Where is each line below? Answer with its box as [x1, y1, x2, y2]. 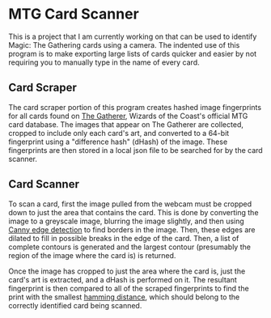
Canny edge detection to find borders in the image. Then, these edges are [8, 224, 256, 235]
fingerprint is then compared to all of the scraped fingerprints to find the [8, 283, 249, 293]
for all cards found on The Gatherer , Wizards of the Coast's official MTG [8, 111, 248, 121]
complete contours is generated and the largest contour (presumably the [8, 242, 251, 252]
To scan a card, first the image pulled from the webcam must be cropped [8, 199, 252, 209]
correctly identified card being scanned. [8, 300, 142, 310]
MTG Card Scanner [8, 5, 139, 23]
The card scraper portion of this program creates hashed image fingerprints [8, 102, 261, 112]
